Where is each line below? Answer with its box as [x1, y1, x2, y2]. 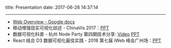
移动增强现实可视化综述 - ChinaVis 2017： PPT [12, 25, 109, 31]
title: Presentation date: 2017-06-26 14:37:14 [5, 5, 98, 10]
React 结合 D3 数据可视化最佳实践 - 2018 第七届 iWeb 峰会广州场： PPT [12, 37, 161, 43]
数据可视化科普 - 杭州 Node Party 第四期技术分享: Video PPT [12, 31, 140, 37]
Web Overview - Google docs [12, 19, 75, 25]
